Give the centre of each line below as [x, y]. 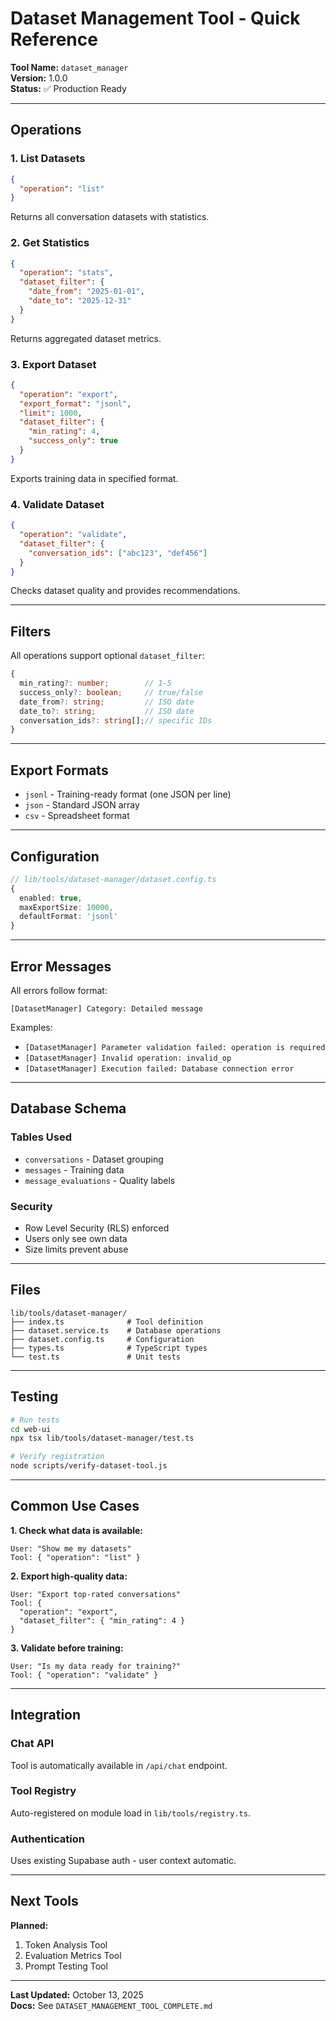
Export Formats [59, 770]
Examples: [31, 1028]
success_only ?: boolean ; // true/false [111, 692]
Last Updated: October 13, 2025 [77, 1994]
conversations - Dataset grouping [94, 1159]
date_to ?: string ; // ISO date [107, 711]
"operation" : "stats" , [66, 273]
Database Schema [68, 1108]
